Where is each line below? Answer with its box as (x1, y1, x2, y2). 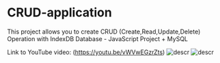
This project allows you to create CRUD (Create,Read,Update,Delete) (7, 27, 201, 36)
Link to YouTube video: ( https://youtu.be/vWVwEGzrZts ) (7, 48, 165, 56)
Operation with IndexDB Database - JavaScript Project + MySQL (7, 34, 189, 42)
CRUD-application (7, 5, 113, 21)
